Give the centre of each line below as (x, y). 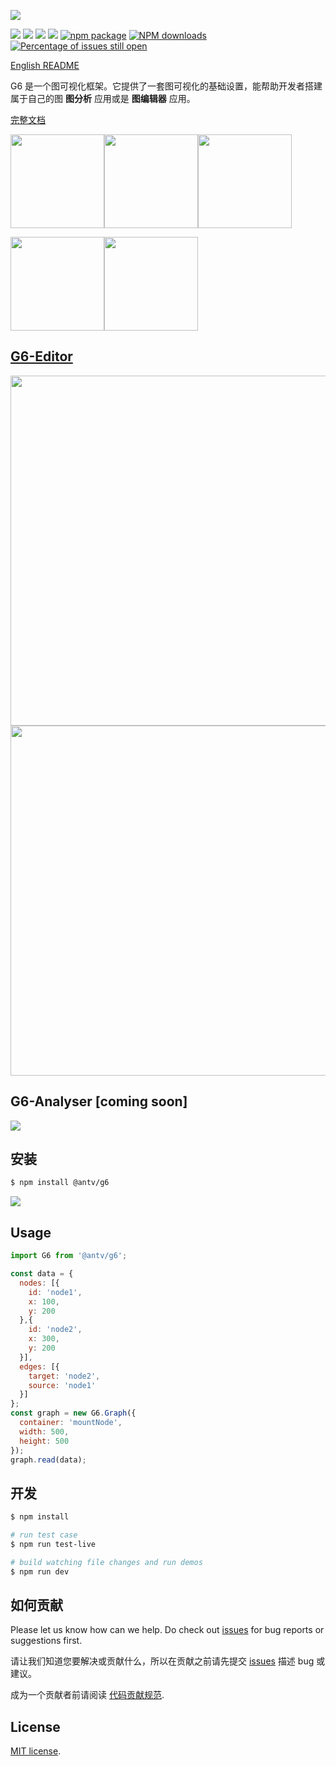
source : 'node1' (62, 1385)
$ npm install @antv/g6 (60, 1183)
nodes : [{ (39, 1283)
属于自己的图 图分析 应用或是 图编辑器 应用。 (103, 98)
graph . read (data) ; (48, 1460)
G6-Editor (41, 356)
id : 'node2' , (55, 1330)
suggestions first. (46, 1641)
